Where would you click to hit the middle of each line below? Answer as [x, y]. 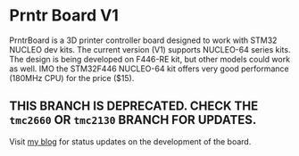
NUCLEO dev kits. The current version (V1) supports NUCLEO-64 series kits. [150, 49]
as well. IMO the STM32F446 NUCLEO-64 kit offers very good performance [149, 69]
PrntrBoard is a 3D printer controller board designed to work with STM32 [143, 40]
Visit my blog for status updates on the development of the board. [130, 141]
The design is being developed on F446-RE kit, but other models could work [150, 59]
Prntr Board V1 [64, 16]
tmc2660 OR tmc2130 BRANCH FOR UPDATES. [133, 120]
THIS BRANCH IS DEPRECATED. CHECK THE [134, 107]
